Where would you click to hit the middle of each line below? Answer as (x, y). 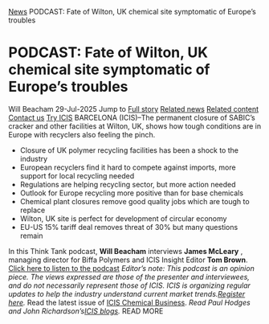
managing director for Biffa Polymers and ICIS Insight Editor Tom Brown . (128, 260)
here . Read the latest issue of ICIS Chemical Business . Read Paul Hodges (129, 302)
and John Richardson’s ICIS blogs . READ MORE (86, 311)
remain (31, 236)
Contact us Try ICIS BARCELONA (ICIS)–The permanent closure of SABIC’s (132, 117)
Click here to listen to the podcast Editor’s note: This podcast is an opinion (131, 268)
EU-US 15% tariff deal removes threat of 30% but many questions (129, 227)
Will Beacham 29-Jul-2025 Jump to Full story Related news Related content (134, 109)
